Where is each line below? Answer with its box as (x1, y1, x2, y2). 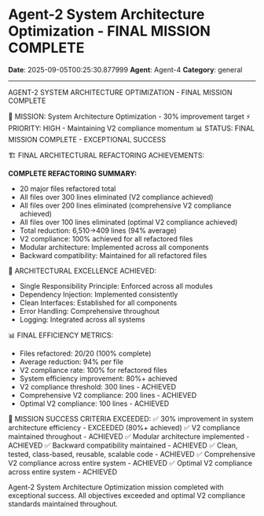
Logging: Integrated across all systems (19, 315, 145, 324)
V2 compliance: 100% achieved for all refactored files (19, 234, 193, 243)
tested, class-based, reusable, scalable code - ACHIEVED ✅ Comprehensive (8, 449, 256, 459)
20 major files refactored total (19, 183, 116, 193)
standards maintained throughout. (8, 499, 118, 508)
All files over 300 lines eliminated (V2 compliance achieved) (19, 192, 214, 201)
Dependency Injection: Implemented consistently (19, 289, 178, 299)
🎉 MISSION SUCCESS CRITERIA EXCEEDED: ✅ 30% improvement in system (8, 414, 254, 423)
